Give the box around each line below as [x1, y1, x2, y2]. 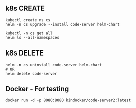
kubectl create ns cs [5, 17, 51, 22]
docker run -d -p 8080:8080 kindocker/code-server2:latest [5, 98, 131, 103]
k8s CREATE [5, 4, 45, 13]
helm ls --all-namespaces [5, 35, 59, 40]
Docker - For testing [5, 85, 69, 93]
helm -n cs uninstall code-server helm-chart [5, 62, 102, 67]
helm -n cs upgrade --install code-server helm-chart [5, 22, 120, 27]
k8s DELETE [5, 49, 44, 58]
